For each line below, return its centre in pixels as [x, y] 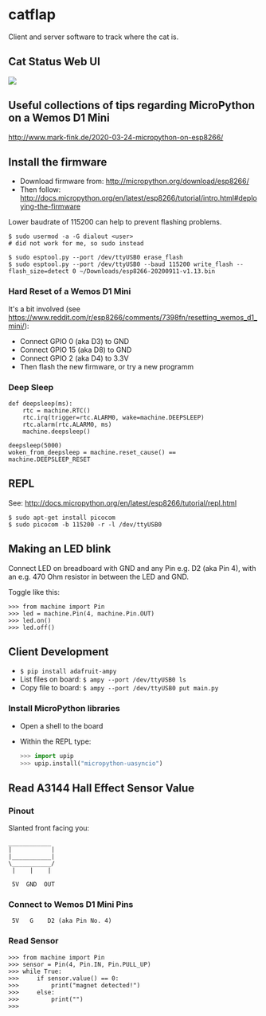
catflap [32, 15]
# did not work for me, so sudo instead [76, 244]
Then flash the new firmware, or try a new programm [106, 366]
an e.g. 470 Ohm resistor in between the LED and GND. [99, 576]
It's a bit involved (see [45, 309]
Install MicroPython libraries [65, 709]
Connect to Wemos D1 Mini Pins [71, 905]
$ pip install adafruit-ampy [68, 672]
